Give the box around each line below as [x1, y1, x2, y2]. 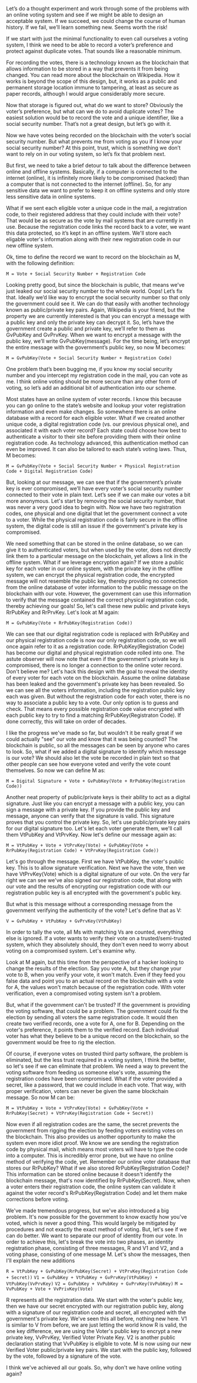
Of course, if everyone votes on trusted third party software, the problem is [6, 1050, 188, 1057]
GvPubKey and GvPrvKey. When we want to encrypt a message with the [6, 332, 181, 338]
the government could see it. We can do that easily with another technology [6, 300, 190, 307]
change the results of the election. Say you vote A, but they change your [6, 965, 182, 972]
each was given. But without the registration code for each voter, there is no [6, 693, 190, 700]
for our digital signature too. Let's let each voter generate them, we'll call [6, 825, 182, 831]
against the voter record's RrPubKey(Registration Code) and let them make [6, 1190, 187, 1196]
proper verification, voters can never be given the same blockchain [6, 1088, 169, 1094]
